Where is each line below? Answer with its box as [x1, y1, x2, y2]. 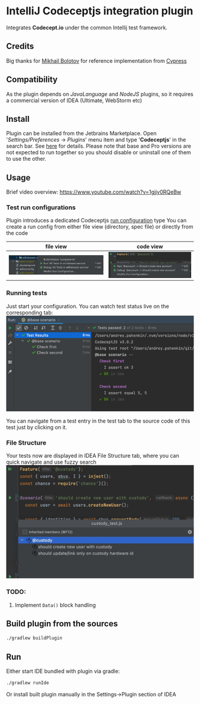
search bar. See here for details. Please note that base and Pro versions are [6, 142, 192, 150]
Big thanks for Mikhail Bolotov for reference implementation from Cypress [6, 57, 187, 64]
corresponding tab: [6, 309, 54, 316]
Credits [6, 41, 35, 51]
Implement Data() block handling [14, 601, 96, 608]
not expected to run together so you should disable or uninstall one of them [6, 149, 192, 156]
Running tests [6, 289, 48, 297]
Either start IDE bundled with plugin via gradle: [6, 668, 120, 675]
